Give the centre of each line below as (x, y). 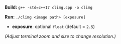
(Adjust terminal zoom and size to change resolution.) (60, 36)
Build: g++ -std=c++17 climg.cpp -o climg (49, 7)
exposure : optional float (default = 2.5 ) (53, 26)
